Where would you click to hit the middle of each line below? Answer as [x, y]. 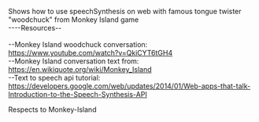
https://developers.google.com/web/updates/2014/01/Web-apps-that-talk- [129, 86]
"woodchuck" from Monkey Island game [74, 20]
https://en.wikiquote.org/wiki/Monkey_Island [80, 69]
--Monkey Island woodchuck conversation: [78, 45]
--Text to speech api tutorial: [54, 78]
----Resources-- [35, 28]
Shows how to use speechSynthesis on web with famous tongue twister [125, 11]
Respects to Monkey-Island [52, 109]
